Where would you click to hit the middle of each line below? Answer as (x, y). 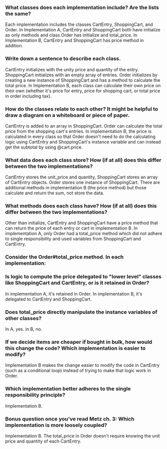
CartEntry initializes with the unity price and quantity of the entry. (72, 69)
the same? (18, 13)
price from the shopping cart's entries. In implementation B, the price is (79, 131)
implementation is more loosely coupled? (56, 425)
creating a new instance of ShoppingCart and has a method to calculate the (83, 80)
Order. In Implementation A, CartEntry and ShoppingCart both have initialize (83, 30)
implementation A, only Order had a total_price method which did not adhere (84, 234)
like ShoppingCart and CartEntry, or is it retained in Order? (77, 283)
